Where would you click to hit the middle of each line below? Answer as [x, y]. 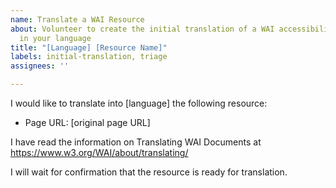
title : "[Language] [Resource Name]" [89, 47]
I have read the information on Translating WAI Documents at [136, 142]
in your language [55, 38]
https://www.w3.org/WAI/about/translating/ [99, 152]
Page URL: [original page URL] [87, 122]
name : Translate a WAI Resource [77, 19]
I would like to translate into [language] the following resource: [139, 103]
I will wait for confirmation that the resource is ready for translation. [149, 172]
